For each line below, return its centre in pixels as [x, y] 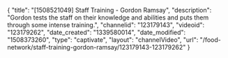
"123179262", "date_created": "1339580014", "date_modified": [97, 32]
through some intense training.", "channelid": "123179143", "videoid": [106, 25]
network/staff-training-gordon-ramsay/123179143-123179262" [97, 47]
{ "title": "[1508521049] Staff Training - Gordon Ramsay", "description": [109, 10]
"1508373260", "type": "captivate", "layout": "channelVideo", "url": [103, 40]
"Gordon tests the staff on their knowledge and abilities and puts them [108, 17]
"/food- [211, 40]
